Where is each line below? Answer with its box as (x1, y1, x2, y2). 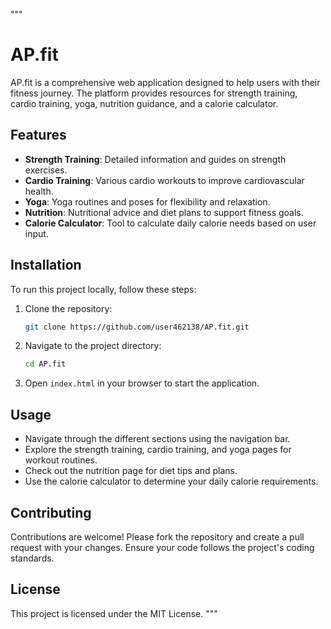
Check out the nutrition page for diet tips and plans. (24, 465, 238, 477)
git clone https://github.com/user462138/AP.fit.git (24, 322, 250, 332)
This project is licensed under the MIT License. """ (10, 607, 218, 619)
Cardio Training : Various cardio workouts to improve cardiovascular (24, 174, 305, 186)
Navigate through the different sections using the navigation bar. (24, 433, 291, 445)
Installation (10, 257, 82, 274)
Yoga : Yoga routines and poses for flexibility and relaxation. (24, 195, 271, 208)
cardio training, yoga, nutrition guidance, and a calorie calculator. (10, 97, 279, 109)
